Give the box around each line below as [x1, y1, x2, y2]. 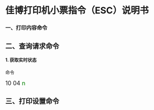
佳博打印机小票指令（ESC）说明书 [5, 5, 149, 16]
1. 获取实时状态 [5, 57, 37, 63]
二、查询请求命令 [5, 41, 59, 50]
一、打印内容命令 [5, 24, 48, 31]
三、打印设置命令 [5, 97, 59, 105]
